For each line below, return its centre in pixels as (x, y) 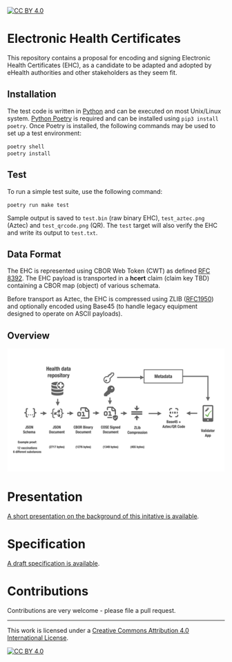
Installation (32, 95)
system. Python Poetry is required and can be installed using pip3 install (113, 118)
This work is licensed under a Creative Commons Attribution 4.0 (98, 630)
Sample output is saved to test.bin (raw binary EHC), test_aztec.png (106, 217)
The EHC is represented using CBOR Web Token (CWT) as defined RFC (109, 271)
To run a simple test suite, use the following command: (85, 191)
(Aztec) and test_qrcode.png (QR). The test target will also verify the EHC (112, 225)
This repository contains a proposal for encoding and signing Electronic (109, 57)
